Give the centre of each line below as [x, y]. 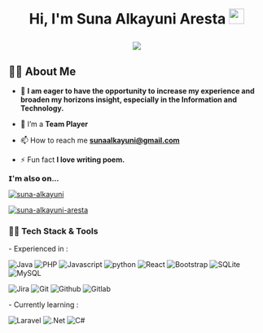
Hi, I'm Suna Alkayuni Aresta [127, 19]
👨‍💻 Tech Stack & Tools [53, 230]
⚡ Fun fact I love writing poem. [72, 160]
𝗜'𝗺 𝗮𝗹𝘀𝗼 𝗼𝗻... [34, 178]
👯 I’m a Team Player [54, 124]
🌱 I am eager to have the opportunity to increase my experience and [137, 91]
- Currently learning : [44, 305]
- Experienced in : [38, 249]
